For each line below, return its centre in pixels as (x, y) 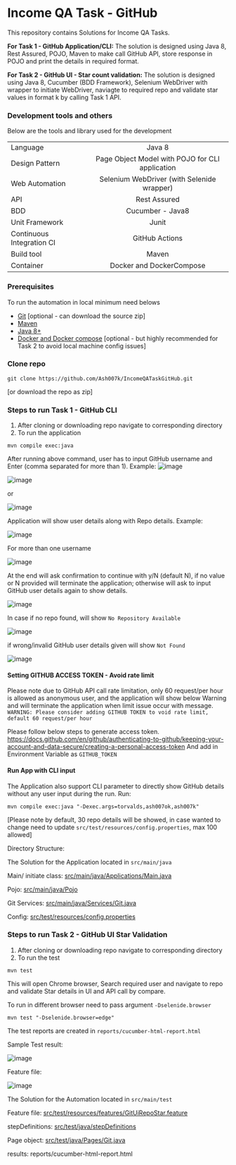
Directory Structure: (36, 848)
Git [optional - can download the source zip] (81, 316)
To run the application (49, 433)
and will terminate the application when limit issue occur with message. (110, 706)
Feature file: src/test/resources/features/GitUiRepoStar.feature (98, 1113)
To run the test (39, 958)
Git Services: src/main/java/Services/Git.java (72, 903)
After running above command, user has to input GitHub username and (110, 459)
